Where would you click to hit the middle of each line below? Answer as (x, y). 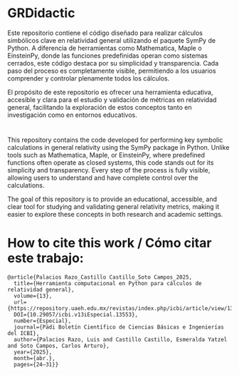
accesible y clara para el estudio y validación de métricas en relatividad (112, 99)
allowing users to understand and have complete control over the (103, 178)
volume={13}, (33, 296)
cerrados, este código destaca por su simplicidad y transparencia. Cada (113, 63)
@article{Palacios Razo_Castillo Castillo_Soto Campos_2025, (100, 277)
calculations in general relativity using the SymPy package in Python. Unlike (118, 148)
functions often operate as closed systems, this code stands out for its (111, 163)
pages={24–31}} (36, 365)
